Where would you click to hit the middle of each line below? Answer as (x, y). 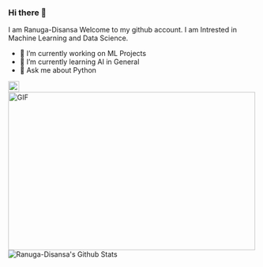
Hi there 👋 (28, 13)
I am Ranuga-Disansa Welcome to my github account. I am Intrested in (122, 30)
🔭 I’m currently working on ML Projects (83, 54)
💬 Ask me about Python (58, 70)
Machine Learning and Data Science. (68, 38)
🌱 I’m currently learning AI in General (79, 62)
